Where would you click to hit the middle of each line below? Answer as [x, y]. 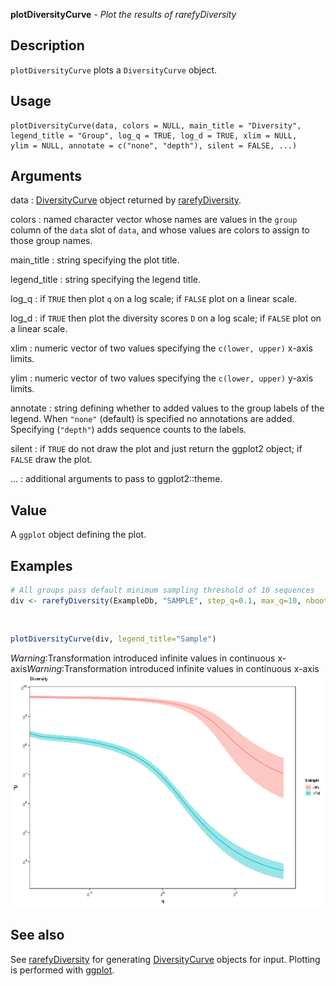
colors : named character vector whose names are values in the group [154, 220]
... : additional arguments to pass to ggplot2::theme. [116, 479]
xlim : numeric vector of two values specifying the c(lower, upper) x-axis [161, 348]
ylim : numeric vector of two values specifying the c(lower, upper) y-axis [162, 378]
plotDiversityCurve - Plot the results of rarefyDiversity [123, 14]
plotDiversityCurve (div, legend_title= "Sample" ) [113, 639]
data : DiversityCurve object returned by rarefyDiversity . [126, 200]
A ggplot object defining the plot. [78, 535]
